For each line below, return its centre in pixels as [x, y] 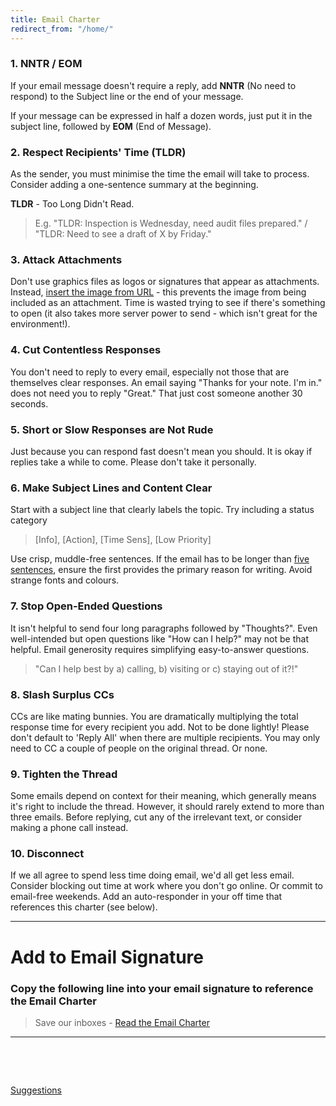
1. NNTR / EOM [46, 64]
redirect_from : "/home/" [62, 29]
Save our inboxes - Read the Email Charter [122, 1022]
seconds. [29, 403]
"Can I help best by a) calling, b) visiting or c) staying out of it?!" [166, 668]
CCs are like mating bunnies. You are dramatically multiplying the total [154, 716]
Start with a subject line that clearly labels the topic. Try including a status [162, 510]
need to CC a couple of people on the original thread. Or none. [139, 748]
